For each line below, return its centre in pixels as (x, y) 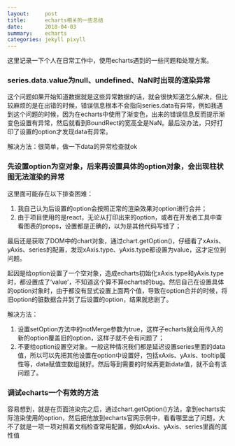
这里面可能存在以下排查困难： (50, 194)
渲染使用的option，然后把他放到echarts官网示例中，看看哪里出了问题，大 (119, 418)
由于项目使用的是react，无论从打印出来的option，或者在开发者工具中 (117, 217)
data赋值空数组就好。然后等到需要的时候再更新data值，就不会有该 (131, 364)
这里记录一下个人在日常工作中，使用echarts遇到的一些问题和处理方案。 (110, 61)
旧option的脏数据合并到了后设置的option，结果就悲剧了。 (90, 299)
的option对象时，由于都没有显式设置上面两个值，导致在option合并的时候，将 (117, 290)
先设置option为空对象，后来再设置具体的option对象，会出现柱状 (115, 166)
